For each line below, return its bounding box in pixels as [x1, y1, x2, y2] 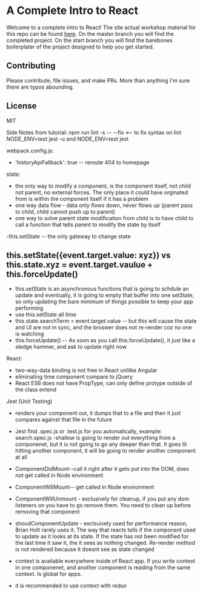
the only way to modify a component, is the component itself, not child [15, 182, 191, 189]
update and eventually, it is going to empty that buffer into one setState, [15, 292, 195, 299]
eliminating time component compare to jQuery [15, 373, 133, 380]
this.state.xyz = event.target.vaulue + [6, 259, 153, 270]
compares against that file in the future [15, 416, 112, 424]
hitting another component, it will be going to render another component [15, 447, 196, 454]
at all [15, 453, 27, 461]
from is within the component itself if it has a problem [15, 195, 148, 202]
